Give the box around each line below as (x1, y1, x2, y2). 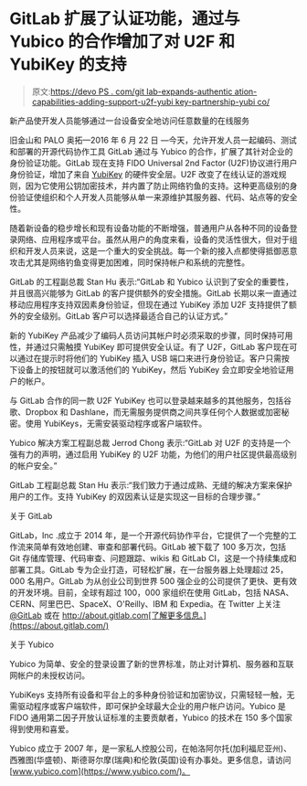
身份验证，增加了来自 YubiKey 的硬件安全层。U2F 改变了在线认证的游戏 (9, 168, 279, 179)
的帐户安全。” (9, 460, 58, 471)
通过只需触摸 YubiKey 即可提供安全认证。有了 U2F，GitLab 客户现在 (33, 341, 290, 352)
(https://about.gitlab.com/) (9, 620, 110, 631)
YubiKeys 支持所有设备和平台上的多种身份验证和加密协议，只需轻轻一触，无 (9, 689, 295, 700)
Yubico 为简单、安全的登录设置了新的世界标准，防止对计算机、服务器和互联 (9, 658, 294, 669)
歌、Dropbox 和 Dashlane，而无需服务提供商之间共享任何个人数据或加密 (9, 406, 281, 417)
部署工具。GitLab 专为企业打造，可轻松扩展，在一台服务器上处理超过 (9, 564, 269, 575)
